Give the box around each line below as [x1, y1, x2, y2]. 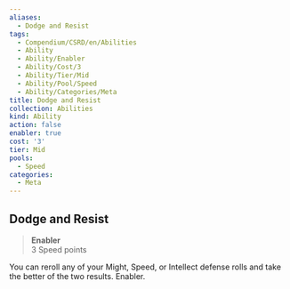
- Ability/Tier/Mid [17, 71, 90, 80]
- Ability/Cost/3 [17, 63, 82, 72]
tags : [9, 29, 29, 38]
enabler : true [9, 129, 62, 138]
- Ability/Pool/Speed [17, 79, 98, 88]
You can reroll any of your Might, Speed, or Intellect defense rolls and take [9, 261, 282, 272]
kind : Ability [9, 112, 62, 121]
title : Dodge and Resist [9, 95, 101, 105]
